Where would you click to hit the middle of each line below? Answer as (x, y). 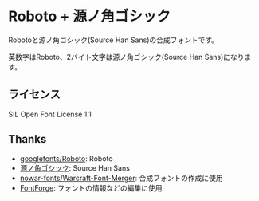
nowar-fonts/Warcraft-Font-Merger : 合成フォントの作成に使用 (121, 178)
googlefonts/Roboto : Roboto (66, 158)
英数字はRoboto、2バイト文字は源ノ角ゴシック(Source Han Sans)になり (126, 57)
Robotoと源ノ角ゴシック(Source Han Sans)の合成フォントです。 (114, 40)
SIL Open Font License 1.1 (50, 114)
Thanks (27, 139)
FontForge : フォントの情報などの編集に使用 (91, 187)
